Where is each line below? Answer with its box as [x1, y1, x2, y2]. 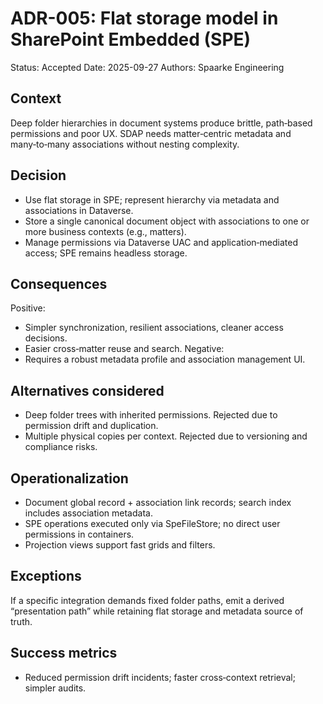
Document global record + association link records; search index [24, 497, 292, 508]
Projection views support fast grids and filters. [24, 539, 216, 551]
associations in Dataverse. [24, 204, 134, 216]
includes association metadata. [24, 507, 153, 519]
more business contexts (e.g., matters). [24, 225, 187, 237]
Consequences [10, 275, 108, 292]
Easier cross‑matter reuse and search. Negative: [24, 343, 225, 355]
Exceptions [10, 568, 82, 585]
